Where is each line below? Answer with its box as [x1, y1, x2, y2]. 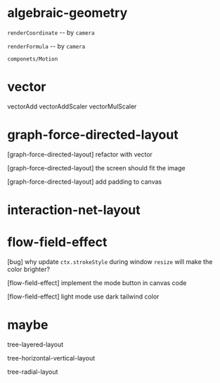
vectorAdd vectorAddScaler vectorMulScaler [7, 102, 137, 111]
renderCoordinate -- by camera [7, 28, 95, 37]
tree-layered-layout [7, 340, 64, 349]
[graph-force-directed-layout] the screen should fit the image [7, 163, 186, 172]
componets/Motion [7, 55, 58, 63]
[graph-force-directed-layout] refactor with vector [7, 150, 153, 158]
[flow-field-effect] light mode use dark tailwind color [7, 292, 160, 301]
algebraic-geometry [7, 5, 128, 21]
